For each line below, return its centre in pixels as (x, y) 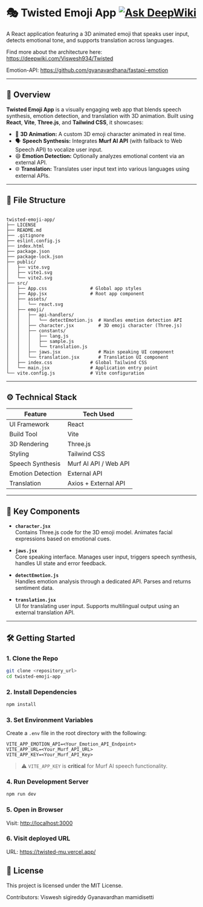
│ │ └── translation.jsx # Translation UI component (88, 357)
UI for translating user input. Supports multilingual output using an (97, 606)
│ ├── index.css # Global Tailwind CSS (77, 362)
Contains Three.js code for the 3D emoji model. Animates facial (94, 532)
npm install (21, 704)
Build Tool (23, 434)
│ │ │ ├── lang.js (37, 336)
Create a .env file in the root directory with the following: (76, 733)
